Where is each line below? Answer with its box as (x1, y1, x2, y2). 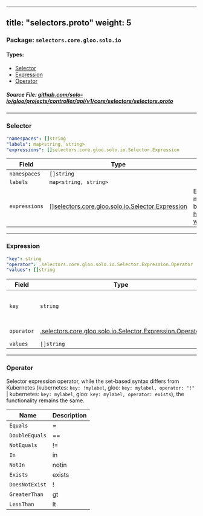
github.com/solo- (37, 91, 83, 99)
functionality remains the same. (6, 397, 85, 404)
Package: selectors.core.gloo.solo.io (6, 36, 121, 44)
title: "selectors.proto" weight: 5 (6, 18, 132, 28)
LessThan (9, 500, 34, 508)
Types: (6, 51, 24, 58)
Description (52, 411, 87, 419)
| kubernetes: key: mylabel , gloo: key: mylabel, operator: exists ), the (6, 390, 184, 397)
